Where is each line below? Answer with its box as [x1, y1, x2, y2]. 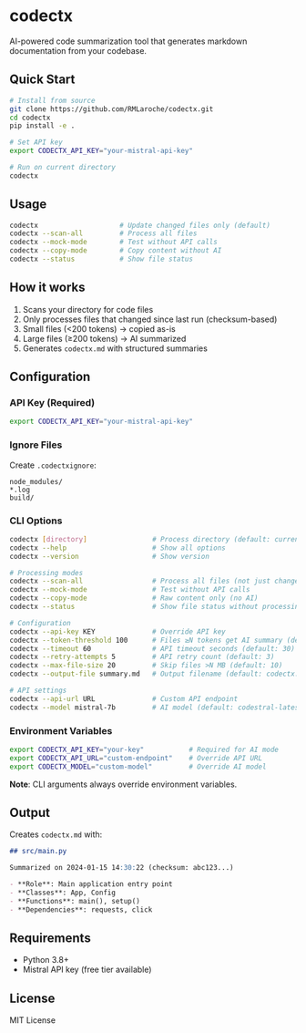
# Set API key [9, 138, 64, 147]
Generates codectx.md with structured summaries [22, 343, 208, 354]
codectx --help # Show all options [9, 543, 226, 553]
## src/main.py [9, 847, 67, 856]
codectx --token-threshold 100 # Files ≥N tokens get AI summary [9, 635, 283, 645]
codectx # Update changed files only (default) [9, 221, 271, 230]
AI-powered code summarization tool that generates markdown [9, 36, 248, 46]
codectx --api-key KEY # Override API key [9, 626, 226, 636]
